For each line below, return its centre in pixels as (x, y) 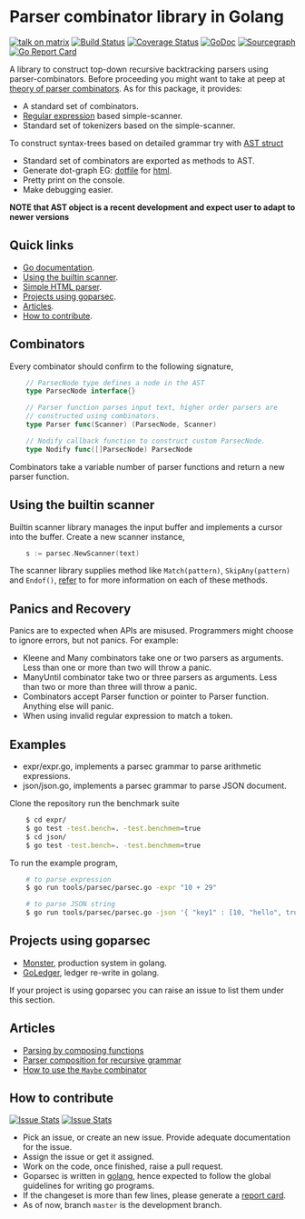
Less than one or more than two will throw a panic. (117, 668)
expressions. (46, 776)
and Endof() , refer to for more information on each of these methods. (138, 580)
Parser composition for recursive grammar (102, 1060)
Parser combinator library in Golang (147, 17)
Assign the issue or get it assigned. (88, 1157)
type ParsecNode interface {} (81, 391)
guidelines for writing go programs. (89, 1186)
